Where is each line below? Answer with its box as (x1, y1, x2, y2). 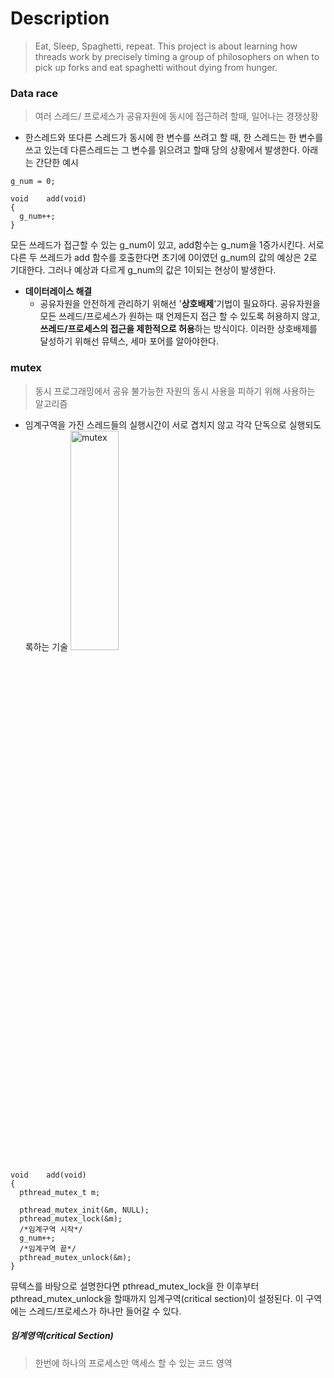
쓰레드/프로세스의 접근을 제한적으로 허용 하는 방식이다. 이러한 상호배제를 (39, 323, 318, 335)
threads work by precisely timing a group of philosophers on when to (34, 50, 320, 62)
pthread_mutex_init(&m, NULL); (19, 1205, 150, 1215)
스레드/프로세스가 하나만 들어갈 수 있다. (28, 1305, 182, 1317)
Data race (10, 86, 59, 100)
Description (10, 7, 110, 30)
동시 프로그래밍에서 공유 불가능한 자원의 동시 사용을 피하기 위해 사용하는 (34, 385, 316, 397)
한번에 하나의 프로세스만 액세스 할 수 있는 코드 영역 (34, 1357, 233, 1369)
